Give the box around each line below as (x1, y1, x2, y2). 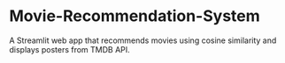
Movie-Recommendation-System (9, 6, 261, 26)
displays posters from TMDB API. (9, 44, 130, 54)
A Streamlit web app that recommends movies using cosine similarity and (9, 35, 277, 45)
